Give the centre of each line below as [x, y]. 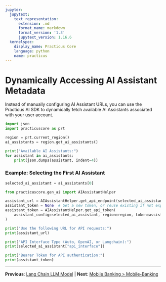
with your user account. [29, 115]
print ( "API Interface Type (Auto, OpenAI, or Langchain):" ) [68, 242]
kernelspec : [22, 42]
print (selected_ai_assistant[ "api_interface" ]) [55, 246]
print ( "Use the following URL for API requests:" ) [58, 228]
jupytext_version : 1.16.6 [45, 38]
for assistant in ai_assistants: [40, 156]
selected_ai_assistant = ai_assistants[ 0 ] [49, 183]
